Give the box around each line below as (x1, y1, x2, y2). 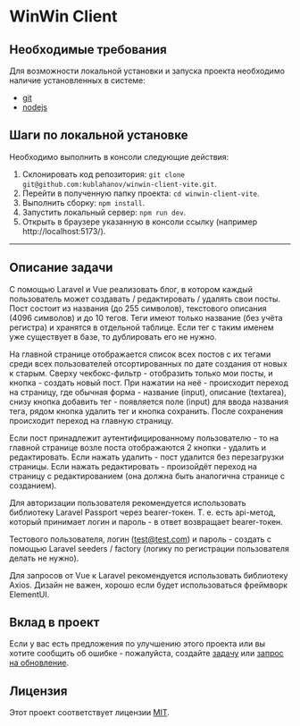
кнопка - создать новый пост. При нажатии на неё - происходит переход (9, 377, 288, 388)
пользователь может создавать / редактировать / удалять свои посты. (9, 293, 281, 304)
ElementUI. (9, 588, 50, 600)
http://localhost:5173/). (21, 225, 106, 236)
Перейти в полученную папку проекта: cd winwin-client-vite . (21, 188, 261, 198)
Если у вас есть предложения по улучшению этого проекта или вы (9, 638, 266, 649)
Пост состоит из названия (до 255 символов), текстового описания (9, 302, 267, 314)
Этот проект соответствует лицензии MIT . (9, 707, 170, 718)
